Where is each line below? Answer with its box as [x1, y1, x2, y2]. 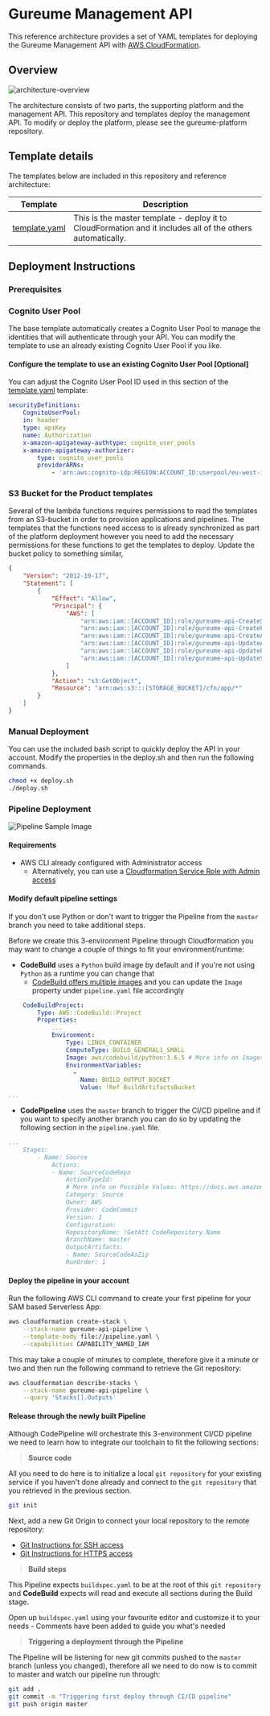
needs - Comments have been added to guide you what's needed [8, 1621, 227, 1631]
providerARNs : [37, 461, 84, 470]
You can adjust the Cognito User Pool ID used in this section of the [8, 377, 229, 387]
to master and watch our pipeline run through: [8, 1669, 161, 1680]
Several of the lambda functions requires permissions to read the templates [8, 506, 258, 516]
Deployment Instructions [8, 259, 136, 273]
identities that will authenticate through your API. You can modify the [8, 332, 235, 342]
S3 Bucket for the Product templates [8, 488, 153, 499]
